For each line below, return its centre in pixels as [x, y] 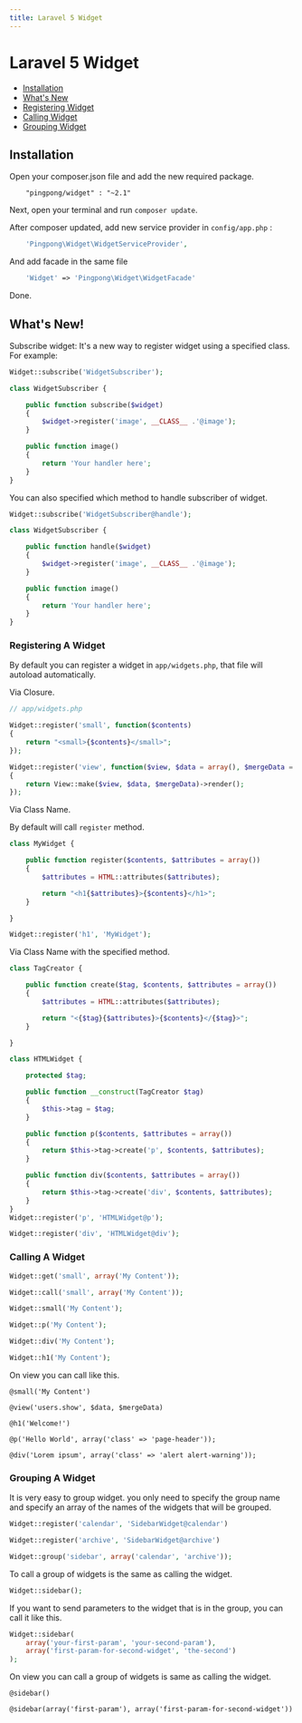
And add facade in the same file [69, 262]
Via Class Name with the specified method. [90, 952]
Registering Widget [58, 107]
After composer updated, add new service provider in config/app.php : [141, 228]
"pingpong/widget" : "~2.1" [78, 193]
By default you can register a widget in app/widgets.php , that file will [137, 665]
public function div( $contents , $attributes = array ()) [133, 1175]
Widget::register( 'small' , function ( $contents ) [101, 725]
